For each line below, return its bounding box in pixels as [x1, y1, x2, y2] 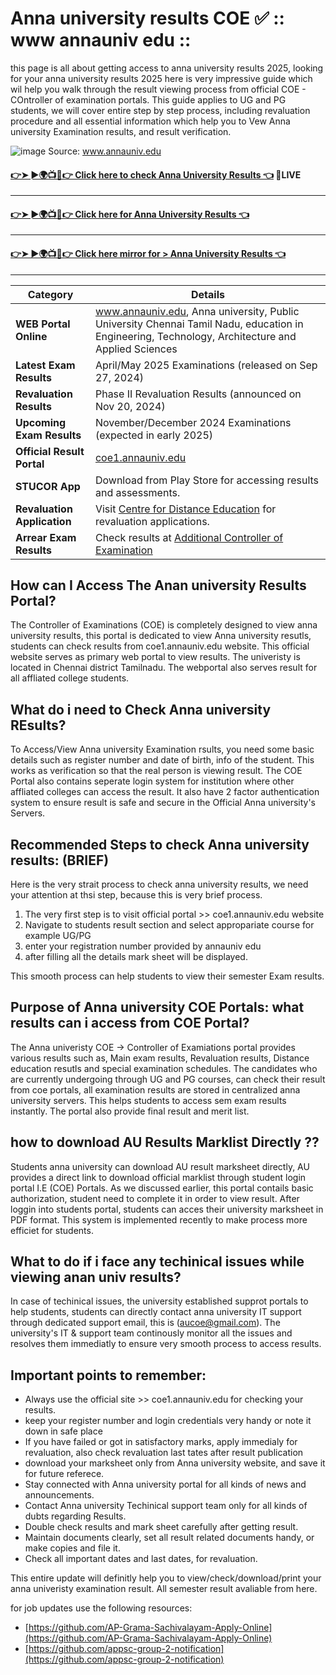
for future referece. [24, 1468, 105, 1480]
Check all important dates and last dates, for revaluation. [24, 1553, 258, 1565]
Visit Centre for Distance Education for [94, 502, 277, 516]
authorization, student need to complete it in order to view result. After [10, 1192, 300, 1204]
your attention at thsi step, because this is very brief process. [10, 888, 263, 901]
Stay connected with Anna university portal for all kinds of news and [24, 1478, 307, 1491]
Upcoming [15, 415, 67, 429]
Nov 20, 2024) [94, 399, 166, 413]
